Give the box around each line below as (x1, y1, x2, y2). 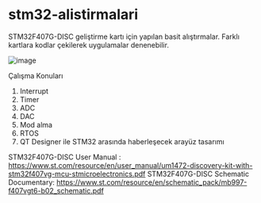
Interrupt (19, 86, 49, 96)
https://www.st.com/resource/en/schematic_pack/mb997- (56, 177, 248, 187)
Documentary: (8, 177, 56, 187)
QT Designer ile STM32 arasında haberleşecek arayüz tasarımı (19, 136, 225, 146)
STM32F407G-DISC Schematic (147, 169, 250, 178)
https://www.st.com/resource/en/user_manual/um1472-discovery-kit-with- (8, 160, 253, 170)
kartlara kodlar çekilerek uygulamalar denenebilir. (8, 40, 169, 49)
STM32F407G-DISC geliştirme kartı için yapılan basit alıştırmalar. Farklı (8, 32, 240, 41)
